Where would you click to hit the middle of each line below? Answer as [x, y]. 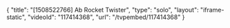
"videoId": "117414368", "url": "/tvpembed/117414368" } [106, 17]
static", [17, 17]
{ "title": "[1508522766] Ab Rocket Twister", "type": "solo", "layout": [103, 10]
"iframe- [212, 10]
